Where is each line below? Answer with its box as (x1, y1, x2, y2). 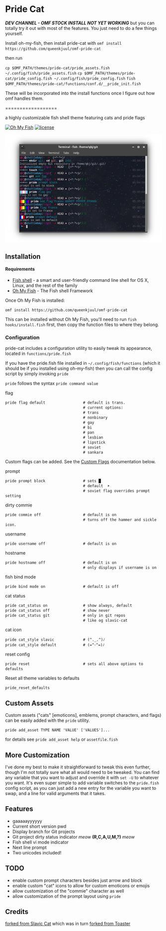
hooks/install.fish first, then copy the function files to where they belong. (5, 322, 159, 328)
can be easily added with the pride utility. (5, 717, 90, 724)
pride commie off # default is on (5, 512, 117, 517)
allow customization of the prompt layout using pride (12, 893, 121, 899)
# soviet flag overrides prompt (83, 489, 150, 494)
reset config (5, 651, 30, 657)
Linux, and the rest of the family (12, 282, 78, 288)
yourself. (5, 30, 23, 36)
